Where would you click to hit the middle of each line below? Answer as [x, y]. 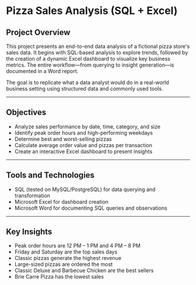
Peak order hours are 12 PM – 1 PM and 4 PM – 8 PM [78, 246]
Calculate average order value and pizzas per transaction [83, 145]
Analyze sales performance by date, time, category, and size [87, 126]
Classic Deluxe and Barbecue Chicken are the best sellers [84, 270]
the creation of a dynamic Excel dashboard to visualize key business [88, 59]
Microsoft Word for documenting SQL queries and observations [91, 208]
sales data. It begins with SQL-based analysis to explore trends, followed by [97, 53]
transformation [32, 195]
